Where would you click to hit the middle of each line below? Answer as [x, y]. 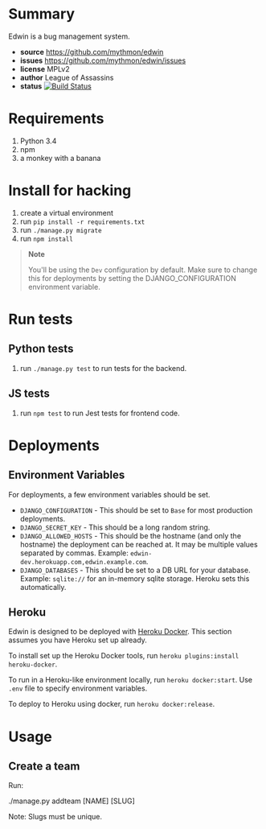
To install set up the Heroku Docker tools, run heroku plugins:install [124, 656]
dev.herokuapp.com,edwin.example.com [83, 562]
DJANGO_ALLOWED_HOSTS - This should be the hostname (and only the [131, 535]
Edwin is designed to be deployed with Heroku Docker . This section [120, 632]
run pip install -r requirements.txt [82, 221]
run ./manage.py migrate [61, 229]
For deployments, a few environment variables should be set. [109, 494]
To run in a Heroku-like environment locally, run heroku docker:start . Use [131, 680]
